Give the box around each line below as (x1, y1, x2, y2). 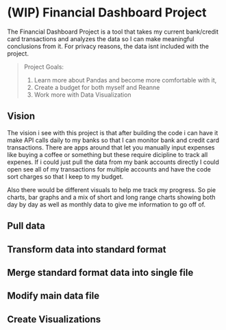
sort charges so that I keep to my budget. (7, 172, 124, 180)
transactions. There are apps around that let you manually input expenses (7, 143, 215, 152)
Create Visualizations (7, 314, 101, 325)
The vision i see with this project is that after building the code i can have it (7, 128, 218, 137)
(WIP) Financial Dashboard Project (7, 5, 207, 21)
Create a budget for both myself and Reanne (34, 83, 160, 91)
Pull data (7, 220, 46, 232)
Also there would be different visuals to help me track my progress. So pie (7, 185, 216, 193)
